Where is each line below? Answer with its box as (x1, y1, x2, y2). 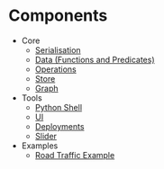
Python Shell (34, 102, 83, 112)
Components (8, 5, 108, 26)
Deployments (34, 120, 85, 131)
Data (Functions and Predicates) (34, 54, 155, 65)
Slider (34, 130, 58, 141)
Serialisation (34, 44, 82, 55)
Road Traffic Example (34, 149, 115, 160)
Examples (21, 140, 59, 151)
